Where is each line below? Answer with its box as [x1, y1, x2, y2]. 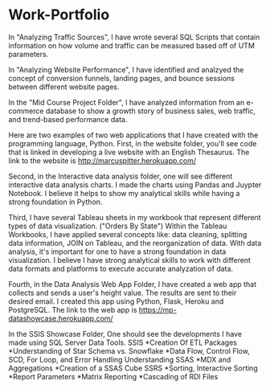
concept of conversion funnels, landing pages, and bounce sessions [8, 73, 235, 83]
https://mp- [138, 305, 177, 314]
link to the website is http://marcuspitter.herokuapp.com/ [8, 155, 197, 166]
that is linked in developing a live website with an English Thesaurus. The [8, 147, 250, 157]
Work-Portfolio [8, 6, 110, 24]
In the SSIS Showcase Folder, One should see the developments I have [8, 329, 243, 338]
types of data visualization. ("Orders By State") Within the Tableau [8, 221, 227, 231]
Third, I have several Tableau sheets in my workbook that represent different [8, 212, 261, 222]
